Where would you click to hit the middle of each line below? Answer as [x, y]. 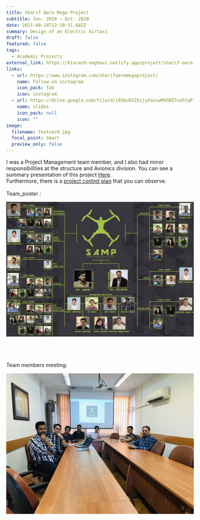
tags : [13, 51]
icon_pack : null [37, 113]
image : [14, 126]
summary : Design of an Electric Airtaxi [57, 32]
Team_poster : [24, 194]
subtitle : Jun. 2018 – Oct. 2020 [48, 19]
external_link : [25, 62]
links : [14, 69]
